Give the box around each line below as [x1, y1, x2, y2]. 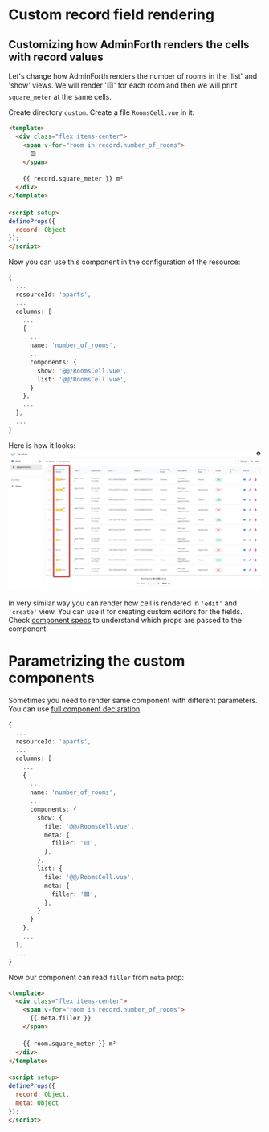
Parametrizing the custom [8, 652, 185, 670]
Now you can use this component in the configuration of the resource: [8, 257, 241, 267]
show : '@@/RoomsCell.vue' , [37, 367, 128, 375]
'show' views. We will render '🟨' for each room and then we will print [8, 80, 238, 90]
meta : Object [15, 1098, 59, 1107]
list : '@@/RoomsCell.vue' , [37, 375, 128, 383]
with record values [8, 50, 104, 63]
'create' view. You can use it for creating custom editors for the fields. [8, 607, 243, 617]
